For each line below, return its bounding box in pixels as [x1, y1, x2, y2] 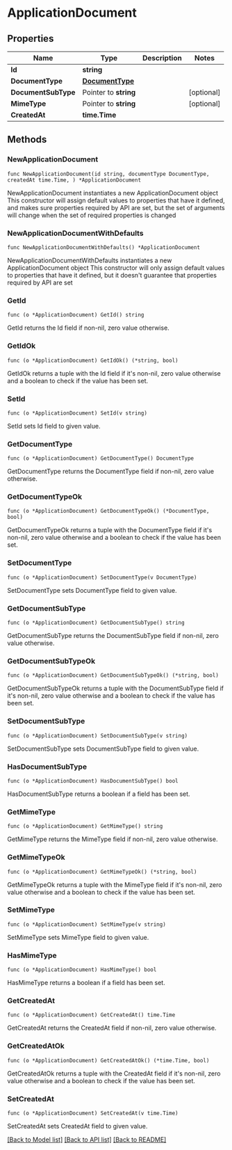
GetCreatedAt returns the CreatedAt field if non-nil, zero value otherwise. [7, 1024, 217, 1032]
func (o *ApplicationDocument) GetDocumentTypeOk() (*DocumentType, [7, 508, 210, 515]
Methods [7, 134, 47, 145]
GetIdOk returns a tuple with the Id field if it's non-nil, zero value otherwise [7, 369, 221, 377]
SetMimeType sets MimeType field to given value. [7, 933, 149, 941]
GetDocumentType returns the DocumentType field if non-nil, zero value [7, 468, 214, 476]
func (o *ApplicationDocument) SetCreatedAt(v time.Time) [7, 1110, 179, 1117]
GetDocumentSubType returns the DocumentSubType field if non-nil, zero [7, 632, 219, 640]
